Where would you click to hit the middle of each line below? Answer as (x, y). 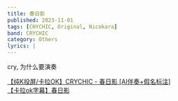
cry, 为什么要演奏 (32, 67)
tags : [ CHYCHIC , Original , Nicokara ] (62, 26)
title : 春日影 (26, 14)
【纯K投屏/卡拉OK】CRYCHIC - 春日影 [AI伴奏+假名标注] (89, 81)
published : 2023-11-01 (40, 20)
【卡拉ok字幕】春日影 (39, 90)
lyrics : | (22, 46)
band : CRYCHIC (28, 33)
